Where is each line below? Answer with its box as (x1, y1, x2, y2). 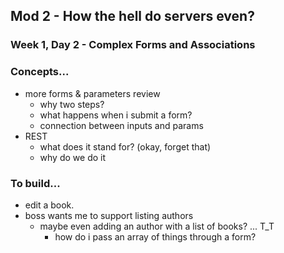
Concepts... (10, 65, 70, 79)
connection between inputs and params (39, 119, 204, 131)
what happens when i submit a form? (39, 109, 193, 121)
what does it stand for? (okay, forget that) (39, 140, 212, 153)
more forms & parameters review (24, 87, 161, 99)
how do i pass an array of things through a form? (54, 230, 257, 243)
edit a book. (24, 199, 75, 211)
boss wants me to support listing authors (24, 209, 194, 221)
